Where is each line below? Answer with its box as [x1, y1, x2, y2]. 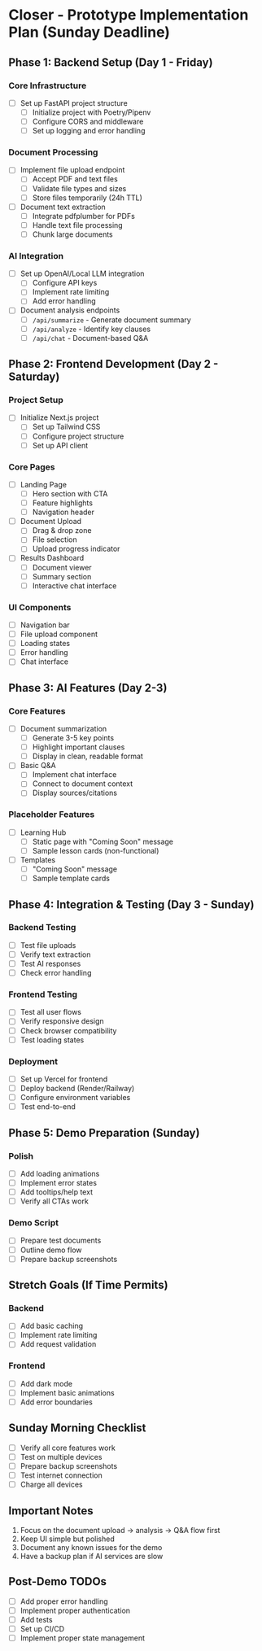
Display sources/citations [32, 788, 118, 798]
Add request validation [20, 1339, 97, 1349]
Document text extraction [20, 202, 106, 212]
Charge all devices [20, 1479, 83, 1490]
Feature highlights [32, 498, 94, 508]
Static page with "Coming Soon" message [32, 836, 173, 846]
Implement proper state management [20, 1633, 145, 1643]
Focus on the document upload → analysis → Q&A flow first [20, 1525, 221, 1535]
